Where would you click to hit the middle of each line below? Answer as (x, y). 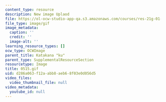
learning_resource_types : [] (35, 46)
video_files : (19, 78)
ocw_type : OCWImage (25, 51)
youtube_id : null (27, 92)
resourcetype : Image (26, 64)
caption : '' (22, 32)
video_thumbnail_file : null (39, 82)
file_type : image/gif (27, 23)
